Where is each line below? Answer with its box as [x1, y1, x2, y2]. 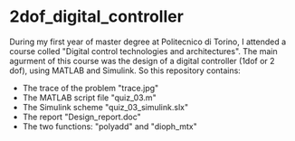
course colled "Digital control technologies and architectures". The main [9, 45, 278, 56]
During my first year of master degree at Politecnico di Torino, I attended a [9, 36, 287, 47]
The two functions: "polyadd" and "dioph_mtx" [22, 120, 197, 132]
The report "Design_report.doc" [22, 111, 142, 122]
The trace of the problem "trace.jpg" [22, 82, 159, 93]
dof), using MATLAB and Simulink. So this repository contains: [9, 65, 242, 76]
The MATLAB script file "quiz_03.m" [22, 92, 157, 103]
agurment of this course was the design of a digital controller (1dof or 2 [9, 55, 275, 66]
